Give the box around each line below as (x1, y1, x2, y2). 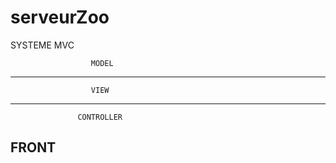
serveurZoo (10, 6, 110, 29)
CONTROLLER (77, 112, 123, 122)
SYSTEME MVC (10, 39, 75, 51)
